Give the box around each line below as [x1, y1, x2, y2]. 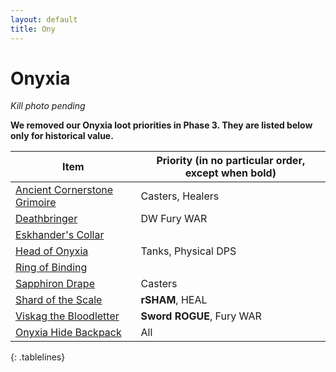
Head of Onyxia [15, 244, 89, 258]
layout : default [10, 14, 78, 25]
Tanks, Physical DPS [140, 244, 237, 258]
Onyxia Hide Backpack [15, 326, 122, 340]
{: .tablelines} [10, 351, 66, 363]
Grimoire [15, 196, 57, 210]
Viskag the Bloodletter [15, 309, 120, 323]
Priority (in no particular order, [156, 154, 306, 168]
